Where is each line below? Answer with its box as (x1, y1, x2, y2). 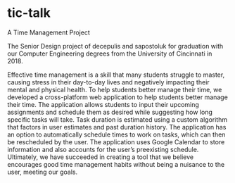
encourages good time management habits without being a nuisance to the (7, 160, 225, 168)
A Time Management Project (7, 28, 90, 37)
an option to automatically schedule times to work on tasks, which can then (7, 130, 226, 139)
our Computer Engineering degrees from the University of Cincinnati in (7, 49, 212, 58)
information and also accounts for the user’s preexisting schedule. (7, 145, 199, 153)
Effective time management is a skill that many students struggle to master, (7, 70, 225, 79)
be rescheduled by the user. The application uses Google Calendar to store (7, 137, 225, 146)
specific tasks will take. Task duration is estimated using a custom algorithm (7, 115, 227, 124)
